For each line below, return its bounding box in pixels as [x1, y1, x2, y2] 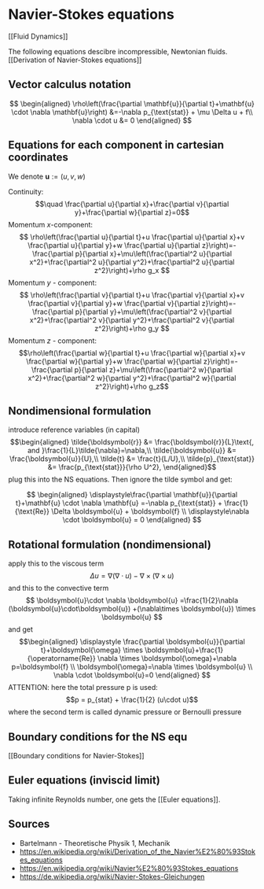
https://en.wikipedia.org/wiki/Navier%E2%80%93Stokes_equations [19, 863, 239, 872]
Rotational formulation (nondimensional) [8, 537, 212, 551]
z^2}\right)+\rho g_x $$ [93, 265, 170, 275]
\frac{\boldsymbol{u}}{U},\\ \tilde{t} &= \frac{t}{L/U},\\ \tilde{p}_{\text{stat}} [9, 454, 255, 463]
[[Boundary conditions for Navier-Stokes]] [8, 751, 145, 760]
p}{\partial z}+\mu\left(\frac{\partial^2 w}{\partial [74, 364, 233, 374]
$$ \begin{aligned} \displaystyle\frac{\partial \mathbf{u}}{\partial [26, 490, 238, 500]
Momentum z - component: [8, 336, 97, 345]
